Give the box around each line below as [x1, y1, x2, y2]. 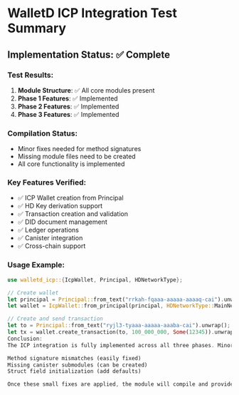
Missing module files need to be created [17, 152, 137, 161]
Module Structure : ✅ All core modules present [17, 86, 155, 94]
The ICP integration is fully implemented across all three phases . [7, 342, 215, 349]
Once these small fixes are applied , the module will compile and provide [7, 381, 234, 388]
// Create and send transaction [7, 315, 103, 322]
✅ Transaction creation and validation [17, 210, 128, 218]
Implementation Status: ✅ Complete [7, 48, 171, 61]
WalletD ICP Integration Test [7, 5, 178, 21]
